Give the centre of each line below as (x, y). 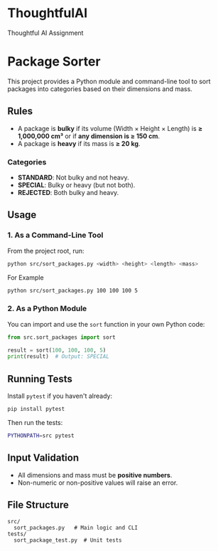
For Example (26, 277)
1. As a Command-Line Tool (55, 235)
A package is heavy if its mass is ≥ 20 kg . (79, 143)
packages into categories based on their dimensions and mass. (100, 89)
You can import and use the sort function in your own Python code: (106, 324)
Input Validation (43, 458)
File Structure (38, 505)
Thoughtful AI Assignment (45, 33)
